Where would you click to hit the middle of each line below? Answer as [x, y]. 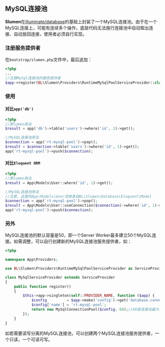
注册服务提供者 [23, 48]
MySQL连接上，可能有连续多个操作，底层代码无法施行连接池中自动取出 [77, 28]
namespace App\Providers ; [31, 260]
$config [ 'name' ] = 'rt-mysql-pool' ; [69, 305]
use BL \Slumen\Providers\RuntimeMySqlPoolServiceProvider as [69, 269]
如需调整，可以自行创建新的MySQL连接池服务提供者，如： [73, 241]
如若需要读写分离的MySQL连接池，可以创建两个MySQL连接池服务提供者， [80, 333]
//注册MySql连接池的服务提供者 [33, 78]
